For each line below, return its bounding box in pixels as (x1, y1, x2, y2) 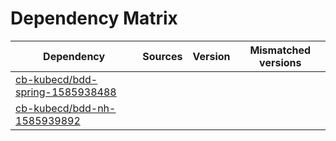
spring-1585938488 (15, 85, 117, 99)
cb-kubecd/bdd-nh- (15, 101, 117, 115)
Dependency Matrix (10, 7, 178, 30)
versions (259, 55, 302, 69)
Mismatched (249, 43, 312, 57)
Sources (142, 49, 183, 63)
